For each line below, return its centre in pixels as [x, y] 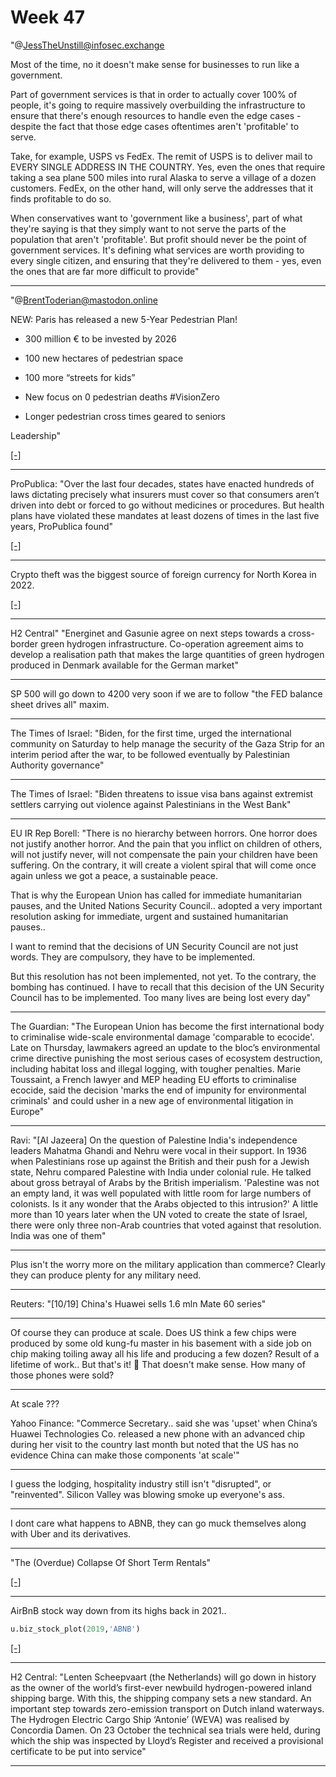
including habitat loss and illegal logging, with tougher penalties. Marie [156, 1068]
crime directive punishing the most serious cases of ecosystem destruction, [166, 1058]
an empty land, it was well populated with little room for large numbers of [161, 1193]
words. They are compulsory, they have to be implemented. [133, 957]
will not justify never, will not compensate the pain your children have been [164, 854]
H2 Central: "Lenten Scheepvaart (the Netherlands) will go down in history [163, 1677]
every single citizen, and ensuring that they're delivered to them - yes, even [166, 260]
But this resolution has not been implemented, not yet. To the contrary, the [163, 976]
